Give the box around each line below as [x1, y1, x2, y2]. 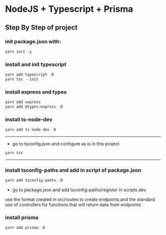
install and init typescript [5, 61, 67, 68]
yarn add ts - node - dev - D [5, 127, 56, 132]
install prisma [5, 214, 39, 221]
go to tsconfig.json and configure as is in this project [12, 141, 120, 147]
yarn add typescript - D [5, 72, 54, 77]
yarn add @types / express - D [5, 104, 63, 109]
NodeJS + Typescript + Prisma [5, 3, 133, 15]
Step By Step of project [5, 23, 78, 32]
